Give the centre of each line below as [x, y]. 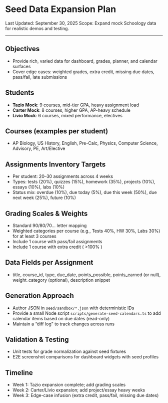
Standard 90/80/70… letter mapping [49, 226]
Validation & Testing [37, 340]
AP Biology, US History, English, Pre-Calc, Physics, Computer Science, [85, 143]
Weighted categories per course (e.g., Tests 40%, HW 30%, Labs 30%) [86, 231]
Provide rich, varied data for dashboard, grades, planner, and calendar [85, 61]
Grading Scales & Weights [46, 213]
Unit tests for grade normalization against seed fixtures [69, 351]
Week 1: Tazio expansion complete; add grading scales [69, 385]
